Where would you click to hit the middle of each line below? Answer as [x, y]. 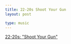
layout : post [18, 14]
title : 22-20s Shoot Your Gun [36, 10]
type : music [17, 23]
